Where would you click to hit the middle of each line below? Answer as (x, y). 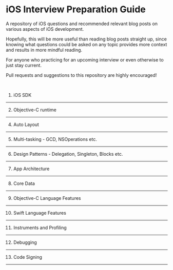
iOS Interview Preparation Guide (76, 9)
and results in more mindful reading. (44, 50)
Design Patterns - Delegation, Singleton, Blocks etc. (68, 154)
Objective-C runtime (35, 110)
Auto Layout (26, 124)
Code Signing (28, 257)
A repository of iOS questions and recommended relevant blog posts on (82, 24)
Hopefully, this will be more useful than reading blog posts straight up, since (86, 39)
